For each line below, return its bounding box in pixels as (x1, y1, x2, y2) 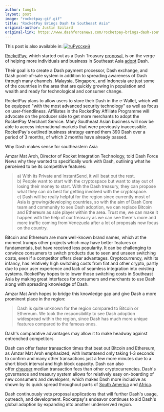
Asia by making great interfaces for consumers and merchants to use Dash (5, 276, 156, 282)
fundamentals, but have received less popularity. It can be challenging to (5, 245, 151, 251)
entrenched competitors (5, 336, 54, 342)
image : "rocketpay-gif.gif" (5, 16, 62, 21)
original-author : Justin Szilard (5, 25, 73, 30)
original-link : (5, 30, 36, 35)
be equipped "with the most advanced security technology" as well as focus (5, 103, 159, 109)
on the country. (17, 225, 48, 230)
